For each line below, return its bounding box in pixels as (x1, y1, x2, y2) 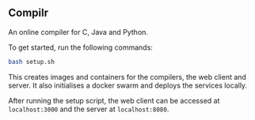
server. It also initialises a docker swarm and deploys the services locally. (8, 81, 248, 90)
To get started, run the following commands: (8, 43, 153, 52)
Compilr (8, 6, 49, 20)
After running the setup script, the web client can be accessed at (8, 96, 220, 105)
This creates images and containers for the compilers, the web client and (8, 72, 247, 81)
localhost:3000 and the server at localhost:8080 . (8, 104, 169, 114)
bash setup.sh (8, 58, 55, 66)
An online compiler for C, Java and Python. (8, 27, 149, 36)
